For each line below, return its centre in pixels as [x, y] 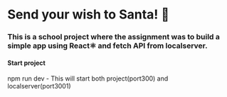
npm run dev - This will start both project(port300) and [88, 78]
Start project [27, 63]
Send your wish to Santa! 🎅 [88, 15]
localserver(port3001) [39, 86]
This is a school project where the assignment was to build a [114, 37]
